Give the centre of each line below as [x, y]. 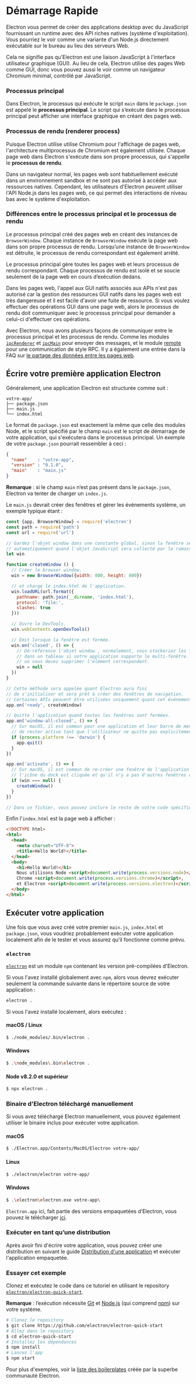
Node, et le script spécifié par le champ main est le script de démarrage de [96, 431]
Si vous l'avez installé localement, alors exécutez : [66, 1011]
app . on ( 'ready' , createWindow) [44, 705]
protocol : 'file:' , [40, 602]
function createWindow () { [40, 565]
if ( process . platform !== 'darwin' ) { [59, 737]
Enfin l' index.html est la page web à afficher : [61, 819]
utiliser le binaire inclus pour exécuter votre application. [73, 1123]
